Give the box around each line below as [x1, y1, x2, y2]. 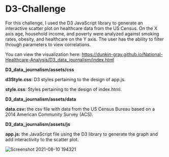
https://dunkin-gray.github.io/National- [81, 51, 163, 57]
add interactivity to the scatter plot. [5, 136, 79, 142]
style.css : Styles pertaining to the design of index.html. [5, 86, 122, 92]
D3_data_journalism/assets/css [5, 67, 74, 73]
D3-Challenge [5, 3, 66, 15]
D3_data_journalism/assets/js [5, 121, 70, 127]
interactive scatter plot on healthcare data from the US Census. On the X [5, 25, 158, 31]
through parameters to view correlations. [5, 41, 91, 47]
